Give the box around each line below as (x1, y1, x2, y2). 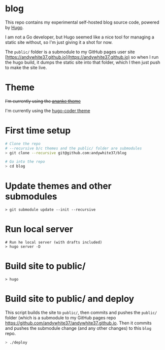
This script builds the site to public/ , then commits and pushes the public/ (5, 309, 158, 315)
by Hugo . (5, 24, 24, 30)
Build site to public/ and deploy (5, 293, 134, 305)
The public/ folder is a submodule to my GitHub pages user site (5, 49, 135, 55)
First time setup (5, 125, 71, 136)
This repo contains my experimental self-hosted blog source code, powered (5, 19, 160, 25)
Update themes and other (5, 180, 112, 192)
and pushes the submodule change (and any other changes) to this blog (5, 325, 152, 331)
